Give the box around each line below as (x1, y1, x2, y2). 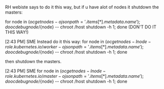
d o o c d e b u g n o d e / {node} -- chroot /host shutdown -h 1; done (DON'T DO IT (5, 24, 157, 30)
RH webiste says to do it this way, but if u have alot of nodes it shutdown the (5, 4, 159, 10)
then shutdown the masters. (5, 59, 62, 64)
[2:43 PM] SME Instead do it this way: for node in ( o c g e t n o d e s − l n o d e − (5, 39, 151, 44)
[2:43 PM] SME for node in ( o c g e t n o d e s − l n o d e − (5, 68, 106, 74)
